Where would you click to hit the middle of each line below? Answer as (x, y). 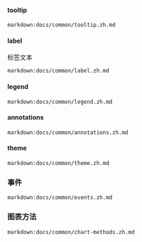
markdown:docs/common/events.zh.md (60, 198)
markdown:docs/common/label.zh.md (59, 71)
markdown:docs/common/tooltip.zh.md (61, 25)
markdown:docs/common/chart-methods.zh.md (71, 232)
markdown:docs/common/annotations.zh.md (68, 132)
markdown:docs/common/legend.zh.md (60, 102)
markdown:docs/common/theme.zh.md (59, 164)
